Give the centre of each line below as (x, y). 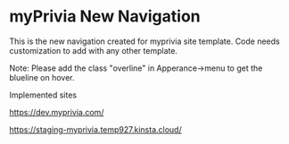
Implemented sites (43, 95)
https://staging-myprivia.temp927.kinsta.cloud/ (95, 129)
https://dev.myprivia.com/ (57, 112)
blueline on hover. (42, 77)
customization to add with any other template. (94, 50)
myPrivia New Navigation (105, 17)
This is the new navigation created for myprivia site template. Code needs (144, 41)
